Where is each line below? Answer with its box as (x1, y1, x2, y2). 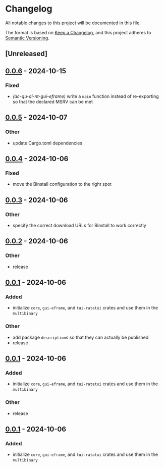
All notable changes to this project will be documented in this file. (5, 20, 141, 26)
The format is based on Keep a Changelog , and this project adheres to (5, 29, 151, 35)
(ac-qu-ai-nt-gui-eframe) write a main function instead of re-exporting (12, 93, 159, 99)
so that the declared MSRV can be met (12, 99, 93, 105)
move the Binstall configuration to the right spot (12, 181, 112, 187)
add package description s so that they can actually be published (12, 334, 149, 340)
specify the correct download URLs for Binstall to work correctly (12, 223, 146, 229)
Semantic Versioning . (5, 35, 49, 41)
